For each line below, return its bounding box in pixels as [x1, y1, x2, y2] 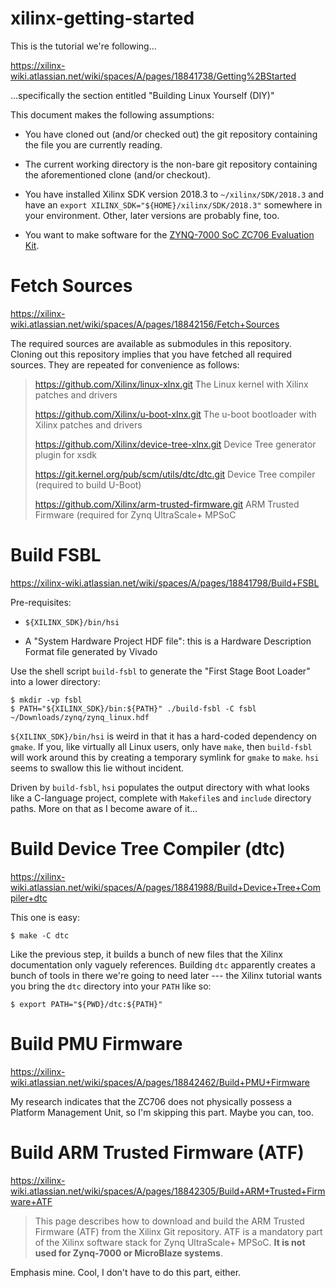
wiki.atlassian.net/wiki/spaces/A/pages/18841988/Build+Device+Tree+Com [10, 881, 321, 893]
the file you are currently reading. [24, 138, 163, 151]
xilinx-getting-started [10, 7, 195, 30]
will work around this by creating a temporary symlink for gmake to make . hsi [10, 751, 320, 763]
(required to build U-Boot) [34, 478, 142, 491]
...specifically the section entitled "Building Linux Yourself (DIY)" [10, 89, 275, 101]
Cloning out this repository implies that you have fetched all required [10, 348, 293, 360]
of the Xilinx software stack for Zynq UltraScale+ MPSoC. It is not [34, 1236, 306, 1248]
